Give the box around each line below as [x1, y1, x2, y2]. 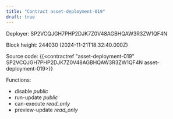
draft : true [6, 14, 35, 20]
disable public [14, 87, 48, 94]
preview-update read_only [14, 106, 78, 113]
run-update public [14, 94, 58, 101]
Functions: [6, 76, 31, 83]
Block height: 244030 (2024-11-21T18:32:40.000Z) [6, 41, 128, 48]
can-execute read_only [14, 100, 70, 107]
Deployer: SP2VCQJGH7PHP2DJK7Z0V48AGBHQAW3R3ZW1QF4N [6, 30, 168, 37]
